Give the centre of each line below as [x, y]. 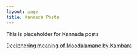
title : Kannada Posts [33, 17]
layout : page [22, 12]
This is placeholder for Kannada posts [52, 34]
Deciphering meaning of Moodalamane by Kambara [69, 46]
